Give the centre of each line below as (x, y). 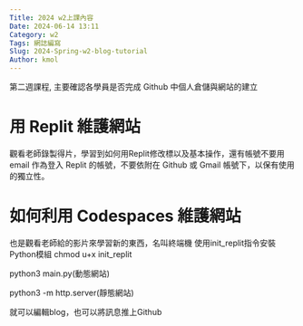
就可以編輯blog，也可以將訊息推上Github (86, 312)
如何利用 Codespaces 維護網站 (126, 216)
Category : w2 (34, 34)
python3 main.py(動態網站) (60, 273)
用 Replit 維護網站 (75, 127)
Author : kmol (34, 60)
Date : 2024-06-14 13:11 (54, 26)
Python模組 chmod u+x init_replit (71, 254)
